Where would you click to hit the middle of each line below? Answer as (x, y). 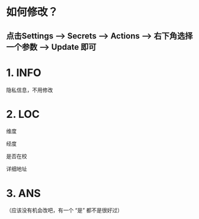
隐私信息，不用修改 (30, 90)
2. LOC (23, 114)
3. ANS (24, 193)
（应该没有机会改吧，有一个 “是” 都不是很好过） (65, 210)
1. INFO (24, 73)
